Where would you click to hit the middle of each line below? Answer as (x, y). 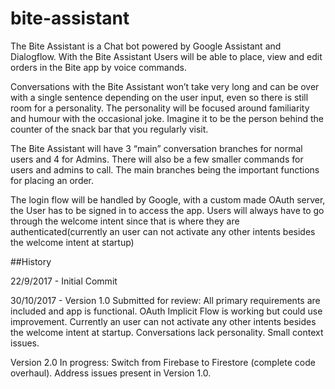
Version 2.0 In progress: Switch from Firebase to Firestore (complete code (163, 362)
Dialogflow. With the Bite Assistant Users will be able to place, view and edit (166, 56)
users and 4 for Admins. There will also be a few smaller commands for (157, 159)
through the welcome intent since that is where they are (125, 221)
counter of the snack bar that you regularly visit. (109, 129)
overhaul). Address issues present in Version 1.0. (111, 373)
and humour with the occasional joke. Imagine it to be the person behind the (167, 118)
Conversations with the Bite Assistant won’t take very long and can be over (165, 86)
